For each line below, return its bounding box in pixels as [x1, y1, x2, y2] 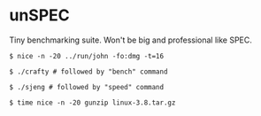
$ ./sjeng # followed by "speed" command [9, 82, 165, 91]
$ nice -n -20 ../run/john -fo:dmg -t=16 [9, 51, 165, 60]
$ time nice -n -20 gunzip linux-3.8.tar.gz [9, 98, 176, 107]
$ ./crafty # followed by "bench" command [9, 67, 168, 76]
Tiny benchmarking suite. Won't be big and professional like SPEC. [9, 35, 252, 45]
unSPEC [9, 5, 71, 26]
